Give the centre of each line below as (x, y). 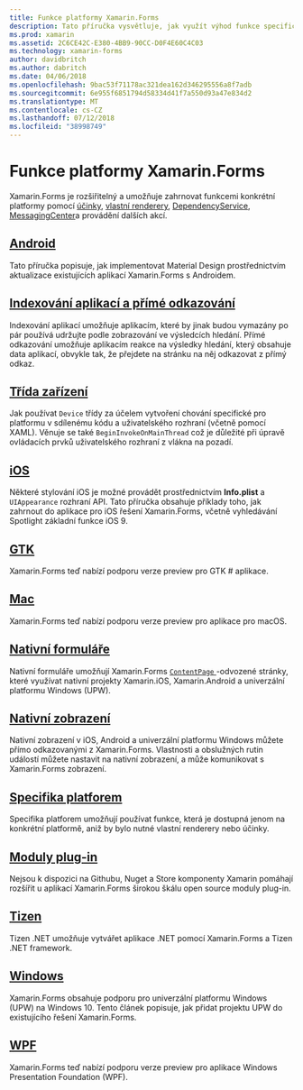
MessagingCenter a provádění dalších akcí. (88, 215)
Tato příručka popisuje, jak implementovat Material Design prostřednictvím (147, 265)
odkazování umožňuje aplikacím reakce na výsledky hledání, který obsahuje (150, 344)
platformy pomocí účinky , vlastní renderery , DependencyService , (130, 206)
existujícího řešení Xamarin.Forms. (73, 1017)
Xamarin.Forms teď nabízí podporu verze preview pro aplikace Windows (143, 1067)
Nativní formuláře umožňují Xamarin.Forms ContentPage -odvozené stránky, (149, 671)
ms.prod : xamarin (42, 34)
